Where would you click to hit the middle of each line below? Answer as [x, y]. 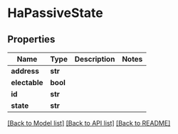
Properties [31, 39]
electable [27, 83]
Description [95, 59]
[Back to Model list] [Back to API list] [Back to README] [89, 123]
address [25, 71]
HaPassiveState [55, 13]
